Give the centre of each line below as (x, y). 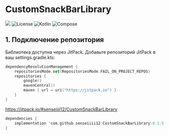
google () (33, 81)
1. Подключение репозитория (55, 40)
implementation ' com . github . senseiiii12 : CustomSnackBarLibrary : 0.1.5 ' (90, 123)
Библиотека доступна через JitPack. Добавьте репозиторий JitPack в (80, 52)
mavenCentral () (39, 85)
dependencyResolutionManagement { (42, 67)
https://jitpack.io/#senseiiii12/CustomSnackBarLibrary (61, 109)
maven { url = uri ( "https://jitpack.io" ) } (70, 90)
